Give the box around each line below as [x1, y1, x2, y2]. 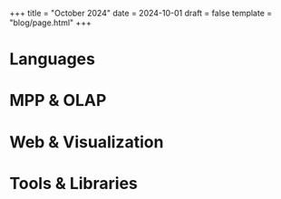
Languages [9, 49, 95, 70]
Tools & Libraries [9, 173, 139, 194]
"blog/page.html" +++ [9, 17, 92, 28]
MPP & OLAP [9, 90, 107, 111]
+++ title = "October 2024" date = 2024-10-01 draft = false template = [9, 8, 273, 18]
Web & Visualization [9, 131, 164, 152]
